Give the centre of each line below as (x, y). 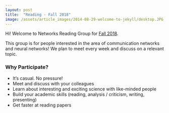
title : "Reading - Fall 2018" (38, 15)
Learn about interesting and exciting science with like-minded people (84, 89)
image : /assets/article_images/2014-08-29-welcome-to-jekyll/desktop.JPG (84, 19)
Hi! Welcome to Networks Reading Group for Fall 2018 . (62, 34)
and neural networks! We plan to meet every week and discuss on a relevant (84, 49)
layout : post (19, 10)
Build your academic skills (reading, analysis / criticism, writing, (78, 94)
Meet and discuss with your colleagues (53, 83)
